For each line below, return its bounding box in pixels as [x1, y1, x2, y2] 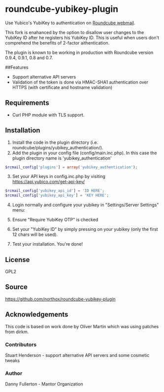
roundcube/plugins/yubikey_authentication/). [12, 144, 103, 150]
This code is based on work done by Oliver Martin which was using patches [5, 323, 159, 329]
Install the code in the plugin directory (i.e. [12, 139, 98, 145]
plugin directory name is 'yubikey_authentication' [12, 155, 112, 161]
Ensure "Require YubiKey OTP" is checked [12, 217, 98, 223]
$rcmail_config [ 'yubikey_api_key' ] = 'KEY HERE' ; [5, 193, 109, 198]
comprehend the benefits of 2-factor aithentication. [5, 40, 110, 45]
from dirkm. [5, 329, 29, 335]
